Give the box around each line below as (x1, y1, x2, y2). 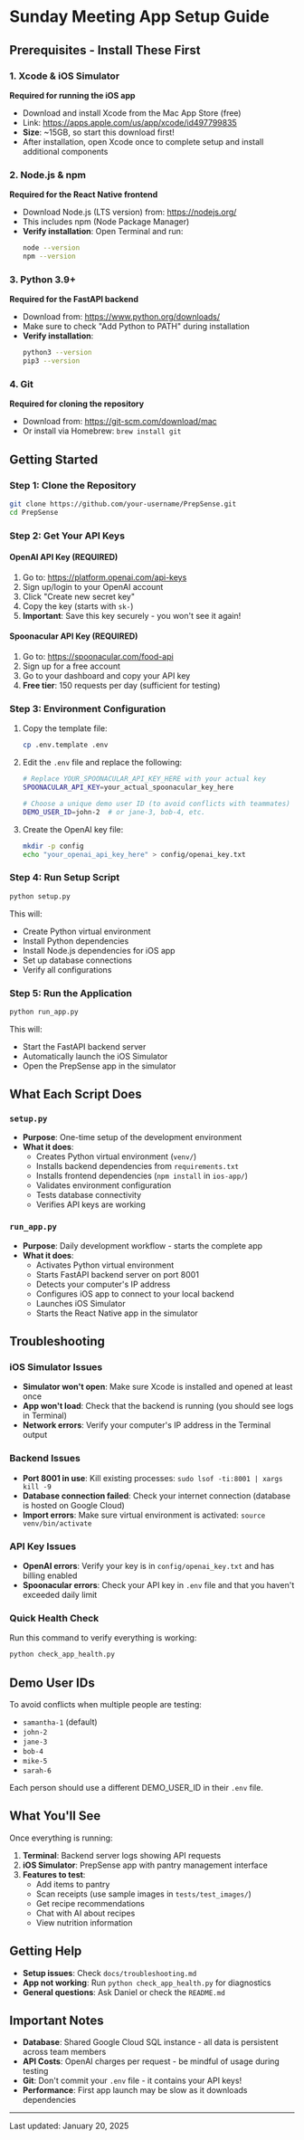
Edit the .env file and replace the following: (22, 757, 183, 768)
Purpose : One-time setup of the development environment (22, 1132, 242, 1143)
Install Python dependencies (22, 935, 129, 946)
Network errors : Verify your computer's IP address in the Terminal (22, 1420, 271, 1431)
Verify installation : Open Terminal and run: (22, 226, 184, 237)
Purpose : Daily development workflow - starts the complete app (22, 1240, 263, 1251)
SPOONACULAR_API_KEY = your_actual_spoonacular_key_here (22, 783, 234, 793)
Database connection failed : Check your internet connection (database (22, 1490, 291, 1501)
